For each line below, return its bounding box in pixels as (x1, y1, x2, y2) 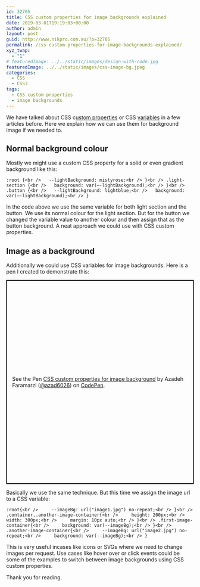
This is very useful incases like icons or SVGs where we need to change (6, 543, 183, 551)
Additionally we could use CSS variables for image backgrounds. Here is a (6, 262, 189, 269)
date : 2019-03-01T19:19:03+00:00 (6, 20, 89, 26)
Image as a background (6, 246, 95, 256)
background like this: (6, 166, 58, 173)
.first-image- (158, 517, 193, 523)
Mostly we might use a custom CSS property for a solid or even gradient (6, 159, 183, 167)
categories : (6, 70, 36, 76)
